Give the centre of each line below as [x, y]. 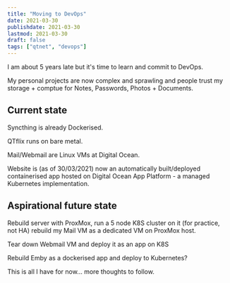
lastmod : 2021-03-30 [38, 34]
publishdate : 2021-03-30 [44, 27]
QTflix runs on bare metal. [45, 141]
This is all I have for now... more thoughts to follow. [81, 271]
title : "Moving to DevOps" [47, 14]
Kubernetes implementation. [48, 183]
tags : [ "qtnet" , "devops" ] [47, 47]
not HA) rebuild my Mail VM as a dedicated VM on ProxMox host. [102, 230]
